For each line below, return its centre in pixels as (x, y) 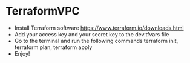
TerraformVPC (43, 11)
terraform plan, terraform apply (53, 47)
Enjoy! (22, 53)
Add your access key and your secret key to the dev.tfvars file (92, 34)
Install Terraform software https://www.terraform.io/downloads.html (99, 28)
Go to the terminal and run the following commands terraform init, (96, 41)
